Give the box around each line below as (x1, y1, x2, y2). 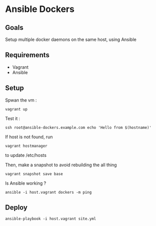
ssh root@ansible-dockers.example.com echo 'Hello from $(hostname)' (5, 125, 152, 130)
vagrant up (5, 107, 28, 112)
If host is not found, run (5, 133, 53, 140)
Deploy (5, 203, 28, 212)
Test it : (5, 115, 20, 121)
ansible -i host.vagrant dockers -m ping (5, 190, 92, 195)
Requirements (5, 51, 50, 59)
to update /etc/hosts (5, 152, 47, 158)
